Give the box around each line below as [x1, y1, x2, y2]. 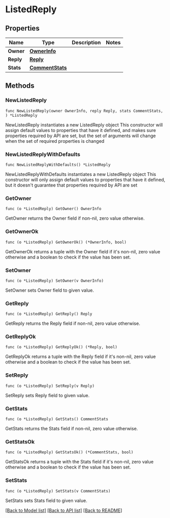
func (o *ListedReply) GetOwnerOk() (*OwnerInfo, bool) [5, 240, 127, 245]
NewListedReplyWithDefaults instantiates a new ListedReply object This [5, 171, 157, 177]
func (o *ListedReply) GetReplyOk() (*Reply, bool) [5, 345, 117, 350]
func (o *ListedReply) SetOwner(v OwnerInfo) [5, 278, 104, 283]
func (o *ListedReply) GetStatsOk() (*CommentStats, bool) [5, 450, 134, 455]
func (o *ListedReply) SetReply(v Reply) [5, 383, 95, 388]
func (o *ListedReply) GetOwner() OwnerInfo [5, 206, 102, 212]
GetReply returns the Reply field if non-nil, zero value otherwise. [5, 320, 140, 327]
